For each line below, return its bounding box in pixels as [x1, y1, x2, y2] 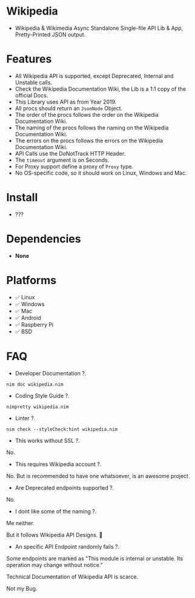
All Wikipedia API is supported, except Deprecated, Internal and [15, 72, 174, 80]
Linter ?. [15, 414, 36, 422]
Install [6, 190, 38, 204]
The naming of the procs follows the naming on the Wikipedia [15, 123, 169, 131]
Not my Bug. [6, 585, 38, 592]
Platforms [6, 273, 56, 287]
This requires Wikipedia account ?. [15, 461, 102, 468]
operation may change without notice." [6, 561, 103, 568]
